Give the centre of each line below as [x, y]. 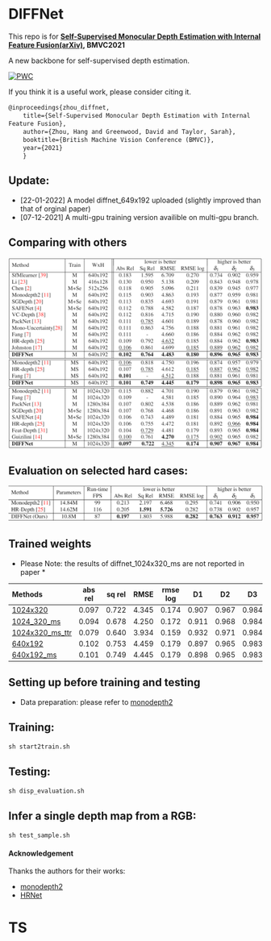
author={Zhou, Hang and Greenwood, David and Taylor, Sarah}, [129, 131]
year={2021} [43, 148]
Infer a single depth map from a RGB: [102, 816]
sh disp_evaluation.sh [46, 791]
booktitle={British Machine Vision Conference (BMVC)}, [119, 139]
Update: [29, 181]
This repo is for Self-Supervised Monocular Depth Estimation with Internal [135, 36]
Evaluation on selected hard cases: [98, 470]
